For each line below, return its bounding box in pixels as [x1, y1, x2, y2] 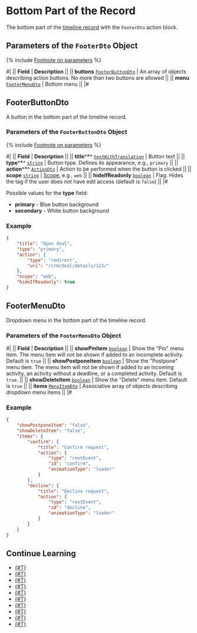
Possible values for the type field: [6, 189, 88, 196]
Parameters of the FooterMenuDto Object [6, 331, 122, 340]
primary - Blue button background [14, 201, 99, 208]
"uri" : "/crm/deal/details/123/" [27, 263, 110, 269]
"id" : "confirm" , [48, 461, 91, 467]
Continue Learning [6, 548, 77, 559]
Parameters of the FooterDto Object [6, 41, 138, 51]
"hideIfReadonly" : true [17, 279, 75, 285]
